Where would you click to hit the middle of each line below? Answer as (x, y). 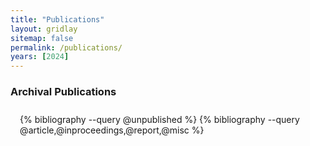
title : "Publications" (57, 19)
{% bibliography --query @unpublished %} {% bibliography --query (159, 120)
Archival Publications (63, 92)
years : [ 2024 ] (40, 57)
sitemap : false (42, 38)
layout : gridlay (44, 29)
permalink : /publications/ (66, 47)
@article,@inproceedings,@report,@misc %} (112, 130)
